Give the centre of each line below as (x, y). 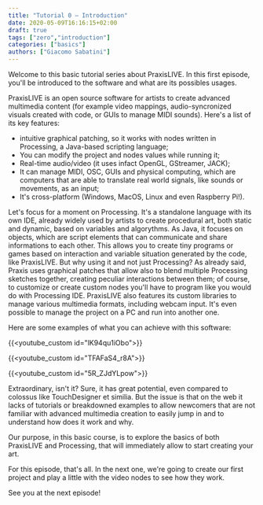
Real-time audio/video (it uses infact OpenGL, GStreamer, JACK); (124, 163)
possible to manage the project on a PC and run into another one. (114, 312)
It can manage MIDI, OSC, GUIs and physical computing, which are (128, 171)
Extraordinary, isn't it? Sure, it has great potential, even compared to (118, 389)
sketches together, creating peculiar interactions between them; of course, (129, 279)
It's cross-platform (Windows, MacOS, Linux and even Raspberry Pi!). (132, 197)
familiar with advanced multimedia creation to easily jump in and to (116, 413)
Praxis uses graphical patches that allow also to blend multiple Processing (128, 271)
